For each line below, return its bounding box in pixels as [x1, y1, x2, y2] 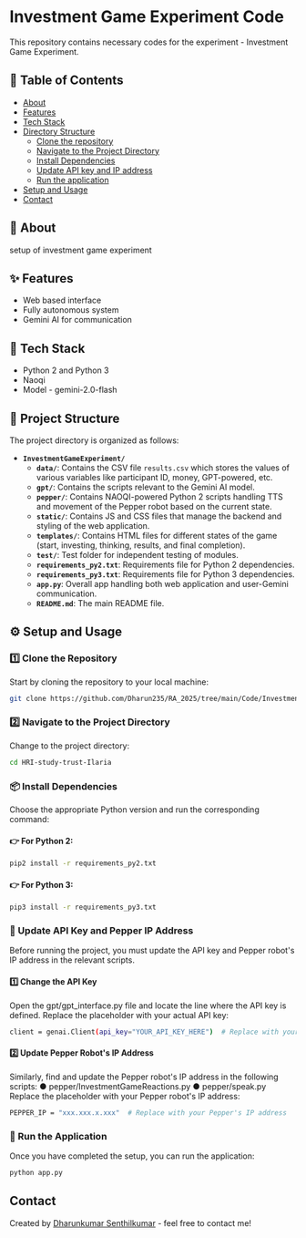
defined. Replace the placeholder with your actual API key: [9, 1009, 229, 1020]
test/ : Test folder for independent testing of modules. [36, 550, 239, 560]
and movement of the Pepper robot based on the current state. [36, 501, 273, 511]
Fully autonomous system [22, 304, 119, 315]
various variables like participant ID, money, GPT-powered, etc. [36, 472, 273, 482]
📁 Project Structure [9, 410, 120, 426]
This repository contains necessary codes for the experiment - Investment [9, 36, 289, 47]
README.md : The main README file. [36, 598, 165, 608]
